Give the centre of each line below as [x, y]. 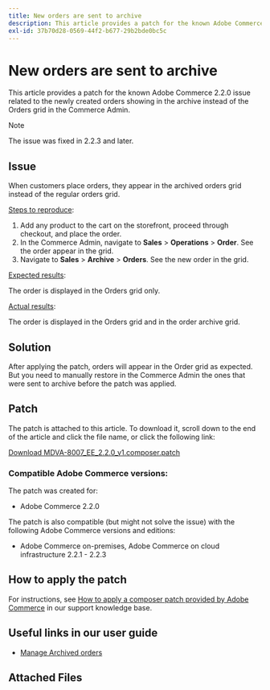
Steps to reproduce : [41, 210]
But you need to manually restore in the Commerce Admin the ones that [127, 375]
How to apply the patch [67, 580]
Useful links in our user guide [83, 633]
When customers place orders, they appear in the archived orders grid [125, 186]
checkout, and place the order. [71, 234]
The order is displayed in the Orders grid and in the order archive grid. [125, 322]
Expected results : [37, 275]
